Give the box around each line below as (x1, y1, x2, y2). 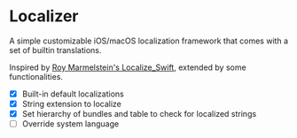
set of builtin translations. (9, 44, 102, 55)
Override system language (21, 119, 120, 129)
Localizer (9, 6, 79, 27)
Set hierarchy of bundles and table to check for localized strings (21, 109, 257, 119)
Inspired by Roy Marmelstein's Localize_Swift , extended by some (9, 62, 246, 73)
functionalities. (9, 71, 64, 81)
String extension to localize (21, 99, 121, 109)
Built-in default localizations (21, 88, 124, 99)
